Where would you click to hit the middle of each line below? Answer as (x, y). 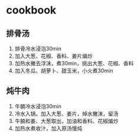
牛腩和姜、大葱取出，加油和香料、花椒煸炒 (66, 121)
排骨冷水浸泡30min (38, 49)
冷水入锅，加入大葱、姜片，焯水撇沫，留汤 (66, 113)
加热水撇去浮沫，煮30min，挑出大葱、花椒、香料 (74, 63)
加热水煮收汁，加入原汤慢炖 (48, 128)
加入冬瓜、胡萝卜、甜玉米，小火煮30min (64, 71)
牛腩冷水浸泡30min (38, 106)
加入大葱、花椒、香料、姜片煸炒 (53, 56)
